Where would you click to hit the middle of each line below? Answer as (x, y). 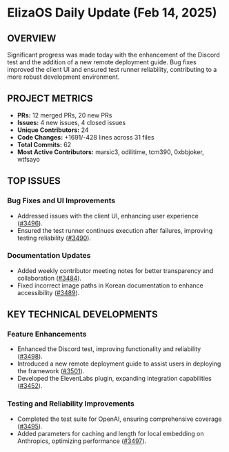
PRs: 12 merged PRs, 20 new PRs (64, 115)
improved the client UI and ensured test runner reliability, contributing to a (112, 69)
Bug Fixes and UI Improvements (61, 200)
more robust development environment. (63, 77)
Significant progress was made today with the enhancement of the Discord (113, 55)
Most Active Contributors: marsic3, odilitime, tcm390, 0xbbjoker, (111, 152)
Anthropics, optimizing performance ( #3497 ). (82, 441)
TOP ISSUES (34, 181)
